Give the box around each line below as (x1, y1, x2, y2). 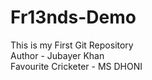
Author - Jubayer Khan (10, 49, 105, 61)
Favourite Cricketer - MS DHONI (10, 60, 143, 72)
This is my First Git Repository (10, 39, 134, 51)
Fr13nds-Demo (10, 6, 137, 29)
